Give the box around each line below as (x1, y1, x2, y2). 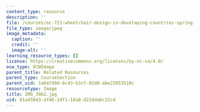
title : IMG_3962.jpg (6, 91, 58, 97)
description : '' (6, 14, 46, 20)
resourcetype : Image (6, 86, 58, 92)
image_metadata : (6, 31, 46, 37)
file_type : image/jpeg (6, 25, 62, 31)
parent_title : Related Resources (6, 69, 89, 75)
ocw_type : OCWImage (6, 63, 55, 70)
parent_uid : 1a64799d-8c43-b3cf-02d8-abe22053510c (6, 81, 135, 87)
